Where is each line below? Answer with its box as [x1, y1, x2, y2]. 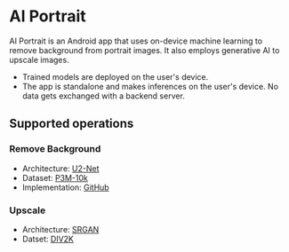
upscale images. [9, 54, 69, 65]
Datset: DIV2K [21, 233, 74, 244]
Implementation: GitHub [21, 182, 109, 193]
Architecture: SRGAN [21, 224, 100, 234]
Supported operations [9, 116, 134, 131]
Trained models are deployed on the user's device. [21, 71, 209, 82]
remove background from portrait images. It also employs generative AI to [9, 44, 280, 55]
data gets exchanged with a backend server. [21, 91, 185, 101]
